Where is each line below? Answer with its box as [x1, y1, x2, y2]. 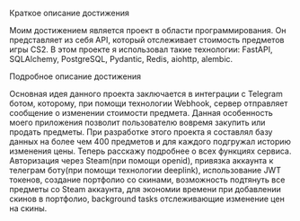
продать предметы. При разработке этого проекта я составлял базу [9, 127, 273, 137]
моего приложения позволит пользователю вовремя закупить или [9, 117, 266, 128]
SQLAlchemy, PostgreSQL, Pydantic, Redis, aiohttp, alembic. [9, 54, 234, 64]
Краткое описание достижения [9, 8, 130, 18]
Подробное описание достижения [9, 71, 142, 82]
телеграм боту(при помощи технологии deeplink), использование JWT [9, 165, 281, 175]
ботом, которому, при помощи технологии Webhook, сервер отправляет [9, 98, 288, 109]
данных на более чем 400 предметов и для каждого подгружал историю [9, 137, 292, 146]
